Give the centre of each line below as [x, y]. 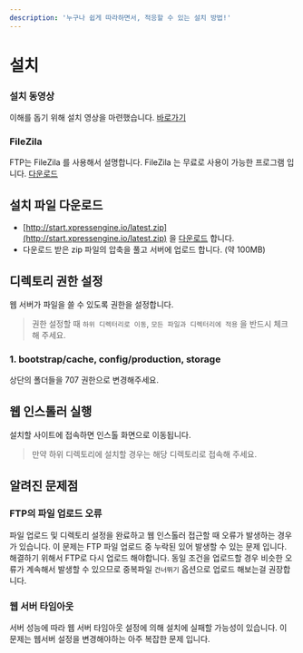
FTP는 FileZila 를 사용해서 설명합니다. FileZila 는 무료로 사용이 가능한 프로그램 [147, 162]
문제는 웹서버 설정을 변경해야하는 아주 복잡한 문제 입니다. [110, 639]
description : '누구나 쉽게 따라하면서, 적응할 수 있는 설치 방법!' [120, 18]
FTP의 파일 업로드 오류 [56, 513]
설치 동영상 [32, 96]
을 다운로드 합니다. [202, 239]
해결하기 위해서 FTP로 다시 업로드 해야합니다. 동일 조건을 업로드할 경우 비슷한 [146, 558]
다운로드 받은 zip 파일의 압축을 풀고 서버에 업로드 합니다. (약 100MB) [144, 249]
